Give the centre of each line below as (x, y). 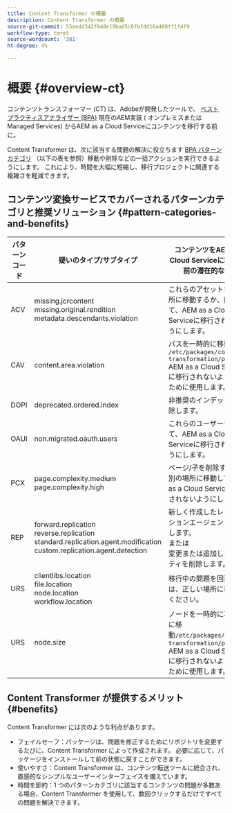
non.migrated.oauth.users (76, 439)
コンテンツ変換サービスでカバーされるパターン (107, 199)
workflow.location (63, 602)
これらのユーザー (196, 423)
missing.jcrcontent (64, 301)
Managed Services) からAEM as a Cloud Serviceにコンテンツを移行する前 (112, 126)
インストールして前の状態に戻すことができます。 (117, 759)
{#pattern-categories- (167, 212)
